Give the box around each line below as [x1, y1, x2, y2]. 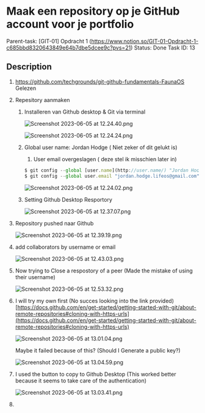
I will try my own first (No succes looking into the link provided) [15, 297, 174, 304]
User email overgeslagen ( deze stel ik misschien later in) [33, 155, 177, 163]
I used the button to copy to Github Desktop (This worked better [15, 370, 176, 378]
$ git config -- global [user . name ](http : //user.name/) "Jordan [24, 167, 189, 174]
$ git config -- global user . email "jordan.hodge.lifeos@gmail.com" [24, 173, 200, 179]
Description [6, 62, 52, 72]
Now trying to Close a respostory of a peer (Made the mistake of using [15, 267, 193, 274]
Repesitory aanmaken [15, 96, 70, 103]
